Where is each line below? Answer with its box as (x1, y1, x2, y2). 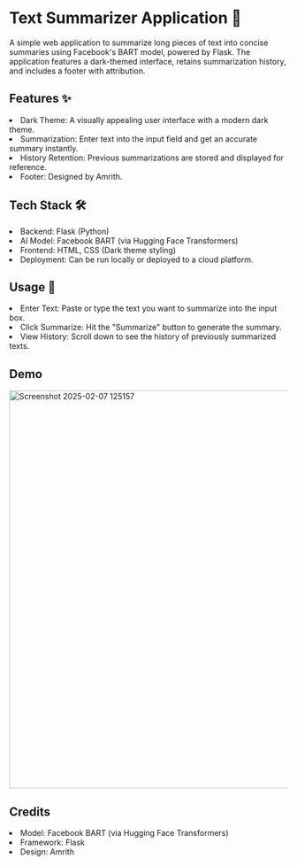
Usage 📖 (9, 279, 56, 295)
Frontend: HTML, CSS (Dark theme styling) (20, 244, 177, 255)
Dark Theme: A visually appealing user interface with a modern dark (20, 114, 269, 125)
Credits (9, 804, 51, 819)
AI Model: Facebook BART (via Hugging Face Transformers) (20, 235, 239, 246)
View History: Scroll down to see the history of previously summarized (20, 331, 277, 342)
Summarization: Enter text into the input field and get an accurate (20, 133, 258, 144)
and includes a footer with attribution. (9, 66, 146, 76)
